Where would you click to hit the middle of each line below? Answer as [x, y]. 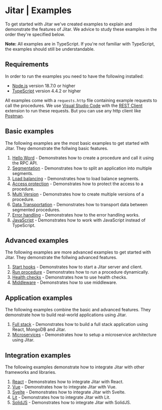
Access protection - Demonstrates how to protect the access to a [78, 184]
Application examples [39, 298]
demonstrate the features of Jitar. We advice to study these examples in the [81, 29]
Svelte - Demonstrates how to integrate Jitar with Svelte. [69, 392]
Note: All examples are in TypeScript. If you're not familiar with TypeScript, [80, 43]
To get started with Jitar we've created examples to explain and [69, 24]
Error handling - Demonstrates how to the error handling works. [76, 215]
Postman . [15, 116]
